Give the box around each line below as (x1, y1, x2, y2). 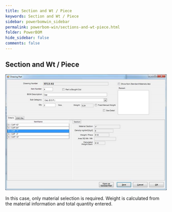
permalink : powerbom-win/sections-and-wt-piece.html (5, 25, 120, 30)
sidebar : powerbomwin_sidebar (5, 19, 70, 24)
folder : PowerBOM (5, 30, 42, 35)
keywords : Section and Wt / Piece (5, 13, 79, 19)
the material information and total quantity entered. (5, 200, 113, 207)
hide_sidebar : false (5, 35, 50, 40)
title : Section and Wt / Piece (5, 8, 72, 13)
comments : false (5, 41, 40, 46)
